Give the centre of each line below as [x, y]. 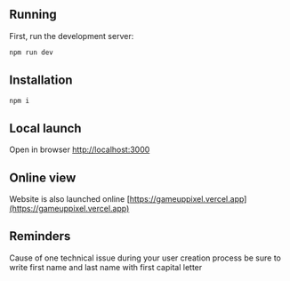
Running [33, 15]
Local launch [45, 128]
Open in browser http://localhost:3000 [80, 149]
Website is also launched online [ [70, 199]
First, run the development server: [72, 36]
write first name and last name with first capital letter [106, 267]
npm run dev [31, 52]
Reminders [40, 236]
